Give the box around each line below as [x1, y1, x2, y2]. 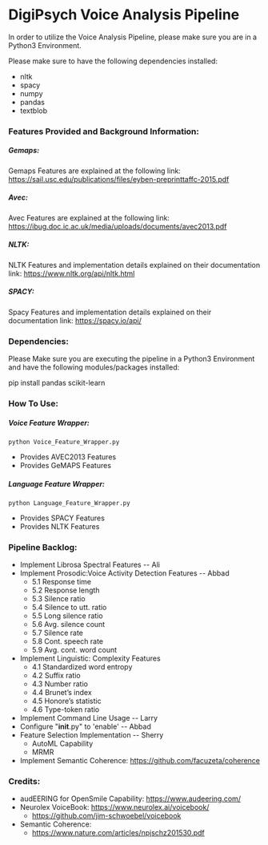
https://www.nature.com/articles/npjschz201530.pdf [31, 828, 206, 838]
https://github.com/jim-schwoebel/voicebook [31, 811, 182, 821]
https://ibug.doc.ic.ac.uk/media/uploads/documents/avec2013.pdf [8, 221, 227, 231]
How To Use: [8, 398, 58, 409]
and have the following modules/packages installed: [8, 362, 180, 372]
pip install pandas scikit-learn [8, 378, 106, 388]
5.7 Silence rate [31, 628, 84, 638]
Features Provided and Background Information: [8, 126, 200, 137]
